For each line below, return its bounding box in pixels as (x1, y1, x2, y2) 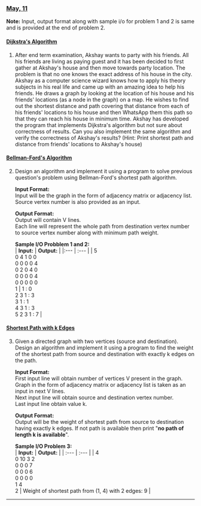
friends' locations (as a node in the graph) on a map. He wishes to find (14, 96, 189, 103)
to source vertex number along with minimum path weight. (14, 229, 159, 236)
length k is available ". (14, 430, 69, 438)
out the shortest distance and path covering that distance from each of (14, 102, 190, 109)
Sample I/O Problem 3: (14, 442, 72, 450)
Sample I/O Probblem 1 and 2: (14, 240, 90, 248)
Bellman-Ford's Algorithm (6, 154, 72, 161)
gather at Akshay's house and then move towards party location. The (14, 64, 185, 71)
